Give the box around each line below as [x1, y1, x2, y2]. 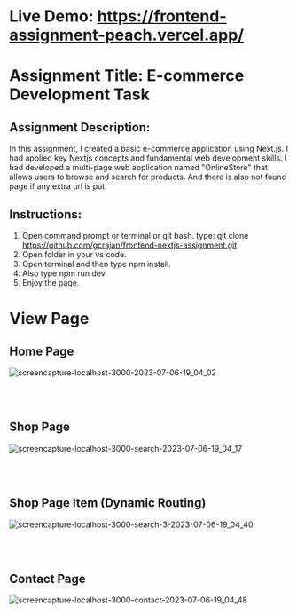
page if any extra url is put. [9, 181, 108, 192]
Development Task [9, 84, 151, 105]
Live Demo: [9, 6, 94, 27]
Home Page [9, 343, 74, 358]
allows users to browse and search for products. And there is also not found [9, 171, 286, 183]
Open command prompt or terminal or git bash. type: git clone [21, 231, 249, 240]
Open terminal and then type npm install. [21, 259, 171, 269]
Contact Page [9, 571, 86, 586]
